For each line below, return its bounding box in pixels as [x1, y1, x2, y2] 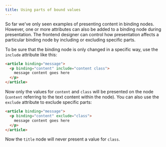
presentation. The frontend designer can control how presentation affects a [5, 31, 159, 37]
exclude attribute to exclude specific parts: [5, 99, 92, 105]
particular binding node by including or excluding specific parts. [5, 37, 136, 43]
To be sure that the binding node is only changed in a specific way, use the [5, 46, 159, 52]
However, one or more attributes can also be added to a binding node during [5, 26, 162, 32]
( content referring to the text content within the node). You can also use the [5, 94, 160, 100]
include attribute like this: [5, 52, 57, 58]
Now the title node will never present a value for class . [5, 136, 120, 142]
